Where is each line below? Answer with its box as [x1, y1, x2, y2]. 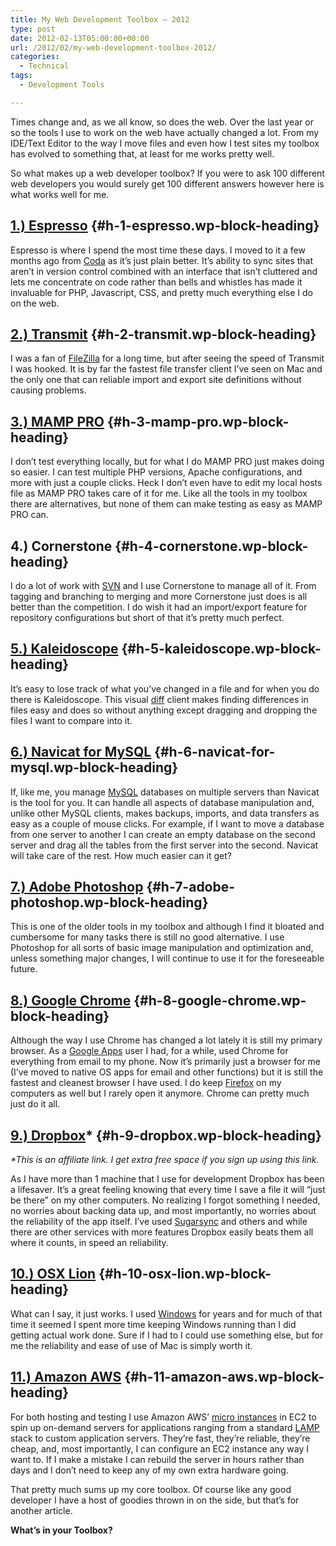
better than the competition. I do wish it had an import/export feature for [10, 601, 308, 613]
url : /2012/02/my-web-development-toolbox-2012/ [10, 42, 217, 53]
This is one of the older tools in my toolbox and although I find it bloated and [10, 921, 325, 933]
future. [10, 963, 38, 975]
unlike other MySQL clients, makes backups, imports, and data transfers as [10, 807, 320, 819]
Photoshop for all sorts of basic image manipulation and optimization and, [10, 942, 314, 954]
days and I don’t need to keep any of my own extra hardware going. [10, 1464, 289, 1476]
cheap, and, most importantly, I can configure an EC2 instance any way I [10, 1442, 310, 1455]
